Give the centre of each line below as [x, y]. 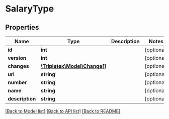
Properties [22, 27]
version [17, 58]
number [17, 82]
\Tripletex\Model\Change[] [73, 66]
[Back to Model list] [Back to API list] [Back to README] [63, 111]
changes [18, 66]
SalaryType [30, 9]
